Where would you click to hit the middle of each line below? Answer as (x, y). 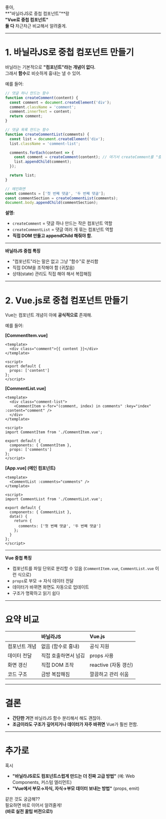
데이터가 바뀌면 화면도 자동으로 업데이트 (51, 587)
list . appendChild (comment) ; (43, 162)
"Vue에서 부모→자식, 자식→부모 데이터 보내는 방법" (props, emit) (76, 789)
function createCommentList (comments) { (47, 134)
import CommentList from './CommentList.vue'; (54, 499)
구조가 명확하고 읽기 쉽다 (36, 593)
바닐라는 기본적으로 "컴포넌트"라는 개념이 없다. (50, 67)
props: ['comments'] (31, 450)
